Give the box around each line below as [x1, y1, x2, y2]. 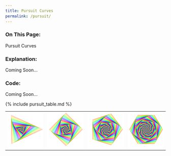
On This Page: [5, 31, 41, 38]
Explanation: [5, 55, 37, 62]
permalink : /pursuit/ [5, 13, 51, 19]
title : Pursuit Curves [5, 8, 53, 13]
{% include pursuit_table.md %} [5, 101, 72, 107]
